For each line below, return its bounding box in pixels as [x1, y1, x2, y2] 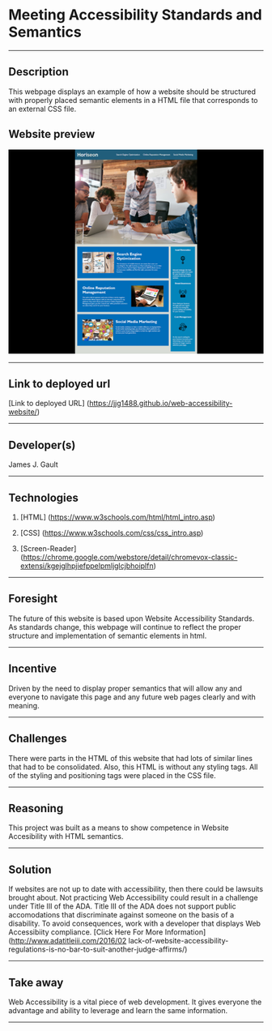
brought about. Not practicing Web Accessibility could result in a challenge [8, 893, 258, 903]
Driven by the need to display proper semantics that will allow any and [8, 683, 243, 693]
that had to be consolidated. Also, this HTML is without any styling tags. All [8, 762, 258, 772]
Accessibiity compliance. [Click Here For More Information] [8, 927, 206, 937]
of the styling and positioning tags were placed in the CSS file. [8, 770, 216, 780]
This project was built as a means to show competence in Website [8, 823, 229, 832]
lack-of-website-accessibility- [128, 936, 229, 946]
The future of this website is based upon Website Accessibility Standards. [8, 614, 255, 623]
